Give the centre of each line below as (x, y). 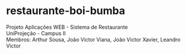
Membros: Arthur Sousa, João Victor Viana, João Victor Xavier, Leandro (93, 39)
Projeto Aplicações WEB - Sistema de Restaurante (67, 27)
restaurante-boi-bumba (66, 11)
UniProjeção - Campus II (36, 33)
